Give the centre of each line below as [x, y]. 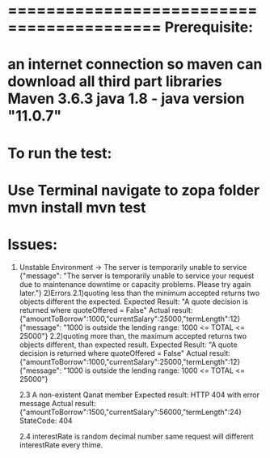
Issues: [33, 244]
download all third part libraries [115, 81]
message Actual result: [57, 403]
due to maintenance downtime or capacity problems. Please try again [135, 284]
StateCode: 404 [46, 420]
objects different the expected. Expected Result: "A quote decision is [133, 302]
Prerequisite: [209, 27]
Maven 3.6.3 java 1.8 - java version [126, 99]
